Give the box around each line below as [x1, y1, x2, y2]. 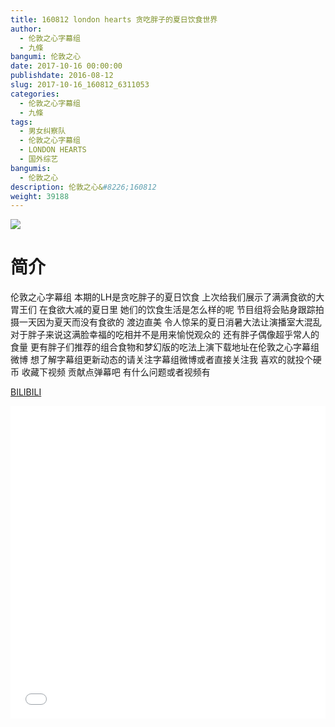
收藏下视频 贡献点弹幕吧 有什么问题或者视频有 [21, 366, 211, 378]
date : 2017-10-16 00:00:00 [10, 61, 123, 71]
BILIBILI [10, 386, 42, 398]
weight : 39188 [10, 191, 70, 201]
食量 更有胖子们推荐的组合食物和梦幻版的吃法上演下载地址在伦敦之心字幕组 [10, 341, 320, 353]
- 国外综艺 [19, 154, 59, 164]
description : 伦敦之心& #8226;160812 [10, 182, 157, 192]
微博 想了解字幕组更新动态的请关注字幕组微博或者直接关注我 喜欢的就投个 [10, 354, 313, 366]
